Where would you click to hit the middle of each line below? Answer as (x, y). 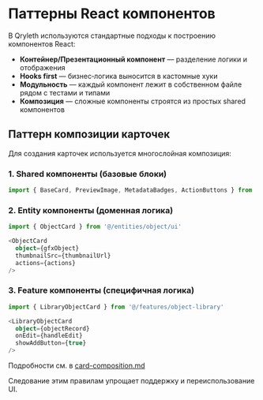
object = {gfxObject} (47, 248)
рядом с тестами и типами (65, 92)
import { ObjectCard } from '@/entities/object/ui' (95, 227)
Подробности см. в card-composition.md (77, 366)
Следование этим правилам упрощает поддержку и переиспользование (131, 381)
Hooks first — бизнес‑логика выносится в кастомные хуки (118, 76)
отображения (42, 67)
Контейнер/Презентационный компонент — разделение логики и (133, 59)
